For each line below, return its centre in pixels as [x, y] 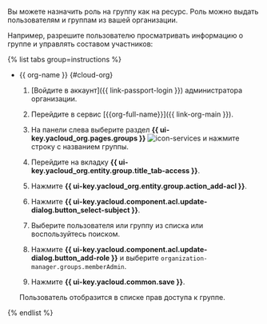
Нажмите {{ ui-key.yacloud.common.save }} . [108, 282]
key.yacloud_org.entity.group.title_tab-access [110, 170]
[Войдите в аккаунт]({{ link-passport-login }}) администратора [137, 90]
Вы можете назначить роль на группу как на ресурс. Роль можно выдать [133, 12]
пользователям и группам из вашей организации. [93, 20]
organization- [184, 259]
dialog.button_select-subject [80, 210]
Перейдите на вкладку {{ [74, 162]
